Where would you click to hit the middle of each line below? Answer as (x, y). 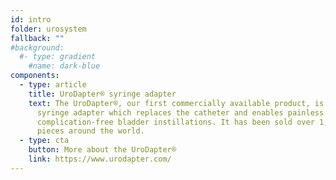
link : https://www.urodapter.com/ (100, 159)
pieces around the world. (90, 131)
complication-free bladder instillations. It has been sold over (175, 122)
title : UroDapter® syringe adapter (102, 94)
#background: (37, 47)
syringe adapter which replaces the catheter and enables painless (180, 112)
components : (35, 76)
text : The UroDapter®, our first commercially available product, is (176, 103)
